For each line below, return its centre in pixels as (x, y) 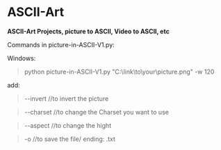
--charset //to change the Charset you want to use (96, 112)
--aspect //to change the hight (68, 125)
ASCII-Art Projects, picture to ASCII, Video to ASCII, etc (89, 31)
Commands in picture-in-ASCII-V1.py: (61, 44)
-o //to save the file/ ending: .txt (70, 139)
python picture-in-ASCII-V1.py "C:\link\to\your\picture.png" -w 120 (119, 72)
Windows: (22, 58)
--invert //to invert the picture (66, 99)
